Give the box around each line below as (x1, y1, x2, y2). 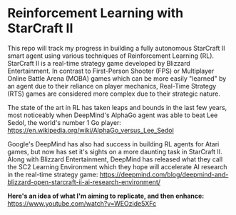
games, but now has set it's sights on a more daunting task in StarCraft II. (7, 147, 222, 156)
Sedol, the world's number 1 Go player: (7, 118, 121, 126)
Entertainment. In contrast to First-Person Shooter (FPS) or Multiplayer (7, 66, 215, 75)
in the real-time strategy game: (7, 170, 98, 179)
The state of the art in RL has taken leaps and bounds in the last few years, (7, 103, 227, 111)
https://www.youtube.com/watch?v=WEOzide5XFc (7, 199, 157, 208)
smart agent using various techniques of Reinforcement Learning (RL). (7, 51, 215, 60)
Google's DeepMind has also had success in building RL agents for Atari (7, 139, 220, 148)
